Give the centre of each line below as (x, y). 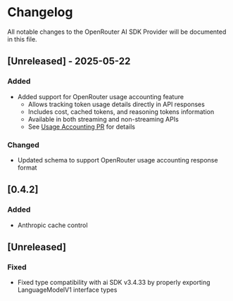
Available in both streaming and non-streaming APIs (103, 119)
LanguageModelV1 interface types (67, 290)
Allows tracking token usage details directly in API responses (116, 104)
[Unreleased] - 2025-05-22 (69, 62)
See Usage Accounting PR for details (82, 127)
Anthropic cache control (52, 225)
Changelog (40, 12)
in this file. (22, 39)
